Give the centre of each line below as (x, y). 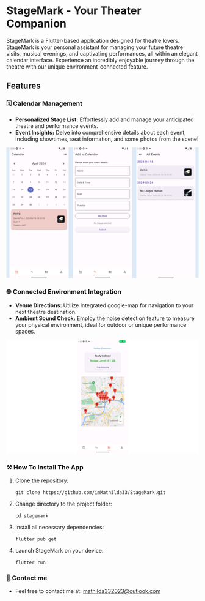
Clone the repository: (42, 480)
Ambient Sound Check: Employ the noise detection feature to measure (105, 318)
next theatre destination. (46, 312)
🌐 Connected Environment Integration (64, 292)
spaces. (25, 331)
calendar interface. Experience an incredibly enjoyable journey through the (100, 60)
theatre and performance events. (57, 125)
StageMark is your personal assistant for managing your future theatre (95, 47)
